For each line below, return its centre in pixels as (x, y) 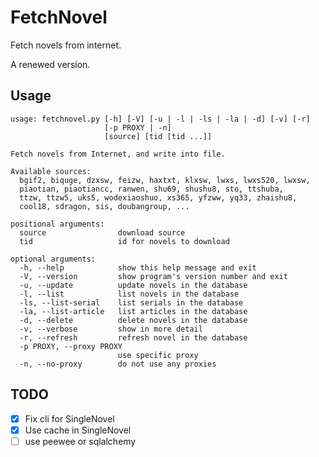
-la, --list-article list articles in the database (133, 311)
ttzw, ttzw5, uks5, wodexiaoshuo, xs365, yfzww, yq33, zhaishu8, (158, 197)
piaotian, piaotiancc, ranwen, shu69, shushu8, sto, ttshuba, (151, 189)
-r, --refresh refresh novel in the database (133, 337)
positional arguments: (57, 224)
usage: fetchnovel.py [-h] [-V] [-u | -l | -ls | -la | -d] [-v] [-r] (160, 119)
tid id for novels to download (124, 241)
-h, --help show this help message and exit (138, 267)
